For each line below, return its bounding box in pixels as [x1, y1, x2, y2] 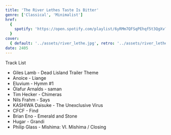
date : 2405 [5, 46, 28, 51]
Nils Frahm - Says [12, 97, 50, 103]
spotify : [14, 27, 33, 32]
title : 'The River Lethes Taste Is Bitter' [5, 7, 99, 13]
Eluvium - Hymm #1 [12, 80, 54, 86]
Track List [5, 59, 26, 65]
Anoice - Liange [12, 75, 47, 81]
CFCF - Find [12, 107, 39, 114]
